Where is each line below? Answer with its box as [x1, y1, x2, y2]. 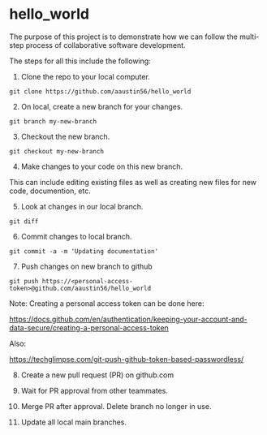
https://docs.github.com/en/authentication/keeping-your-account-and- [9, 314, 248, 324]
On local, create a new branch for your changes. [20, 101, 183, 111]
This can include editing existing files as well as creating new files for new [9, 177, 257, 187]
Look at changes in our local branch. [20, 201, 144, 211]
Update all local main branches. [20, 417, 127, 427]
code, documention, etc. [9, 186, 92, 196]
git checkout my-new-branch [9, 147, 105, 155]
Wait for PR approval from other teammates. [20, 385, 169, 395]
